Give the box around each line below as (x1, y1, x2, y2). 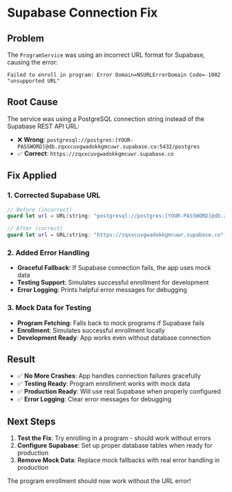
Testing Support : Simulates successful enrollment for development (17, 278, 209, 286)
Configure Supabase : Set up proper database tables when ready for (17, 441, 213, 450)
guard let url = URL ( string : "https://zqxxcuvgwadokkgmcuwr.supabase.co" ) (7, 232, 227, 239)
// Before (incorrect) (7, 206, 72, 213)
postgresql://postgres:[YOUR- (46, 136, 134, 143)
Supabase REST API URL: (7, 122, 79, 130)
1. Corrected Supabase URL (7, 190, 101, 200)
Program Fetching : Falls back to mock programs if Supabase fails (17, 318, 205, 327)
